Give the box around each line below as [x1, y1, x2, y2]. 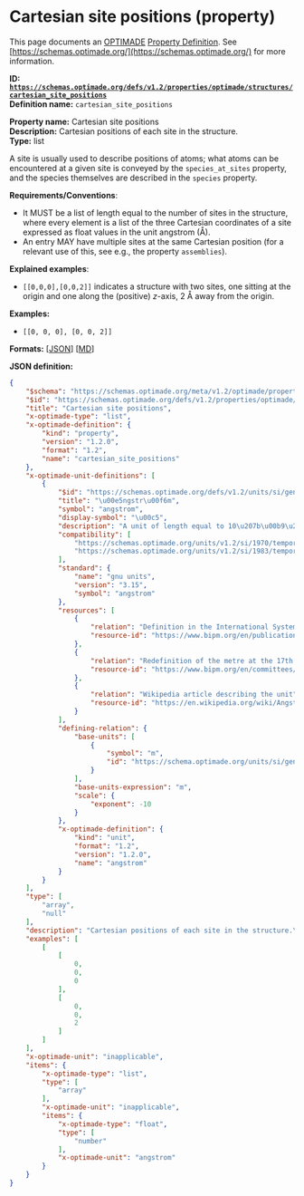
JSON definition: [9, 361, 74, 371]
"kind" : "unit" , [73, 834, 136, 843]
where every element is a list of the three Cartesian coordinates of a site [22, 217, 292, 227]
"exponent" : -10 [90, 799, 152, 808]
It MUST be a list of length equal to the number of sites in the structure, [22, 207, 289, 218]
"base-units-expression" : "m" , [73, 782, 193, 792]
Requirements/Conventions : [9, 189, 119, 200]
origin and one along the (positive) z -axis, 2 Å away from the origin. [22, 290, 274, 301]
